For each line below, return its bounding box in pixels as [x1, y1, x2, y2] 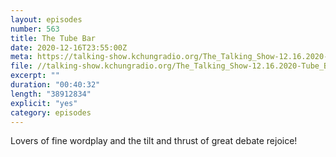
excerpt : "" [10, 71, 60, 81]
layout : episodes [10, 14, 83, 25]
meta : [10, 52, 33, 62]
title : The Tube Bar [10, 33, 97, 43]
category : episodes [10, 107, 92, 118]
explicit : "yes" [10, 98, 78, 108]
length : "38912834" [10, 89, 92, 99]
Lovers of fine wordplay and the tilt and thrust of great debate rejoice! [10, 135, 298, 147]
